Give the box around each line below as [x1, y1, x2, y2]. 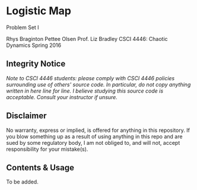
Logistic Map [6, 4, 71, 18]
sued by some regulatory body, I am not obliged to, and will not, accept [6, 139, 180, 146]
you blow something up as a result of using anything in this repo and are [6, 132, 183, 140]
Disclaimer [6, 111, 47, 121]
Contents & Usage [6, 162, 75, 173]
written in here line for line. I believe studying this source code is [6, 87, 164, 94]
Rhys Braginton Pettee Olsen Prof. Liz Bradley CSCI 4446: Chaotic [6, 35, 168, 42]
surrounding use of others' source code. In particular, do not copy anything [6, 81, 191, 88]
